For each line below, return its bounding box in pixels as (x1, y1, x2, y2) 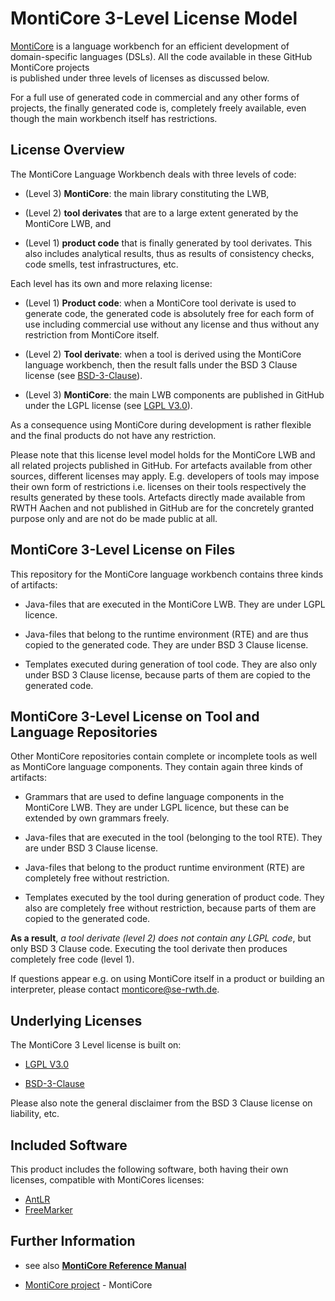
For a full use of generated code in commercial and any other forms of (10, 91, 300, 103)
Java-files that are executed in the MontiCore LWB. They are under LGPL (24, 598, 326, 610)
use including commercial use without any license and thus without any (24, 318, 320, 330)
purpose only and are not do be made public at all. (10, 512, 218, 524)
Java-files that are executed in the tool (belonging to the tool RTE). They (24, 832, 323, 844)
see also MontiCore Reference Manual (24, 1259, 187, 1271)
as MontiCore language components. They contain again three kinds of (10, 761, 303, 773)
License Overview (10, 142, 125, 159)
